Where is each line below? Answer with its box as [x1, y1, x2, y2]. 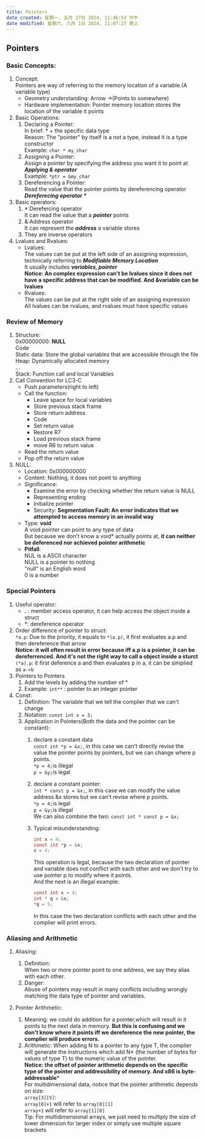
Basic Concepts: [6, 61, 56, 70]
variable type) [15, 88, 51, 95]
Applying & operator [24, 166, 77, 173]
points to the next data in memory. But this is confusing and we [24, 1023, 185, 1030]
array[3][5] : [24, 1094, 57, 1101]
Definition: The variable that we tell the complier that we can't [24, 698, 179, 706]
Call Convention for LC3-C [15, 377, 82, 384]
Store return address [33, 409, 86, 417]
